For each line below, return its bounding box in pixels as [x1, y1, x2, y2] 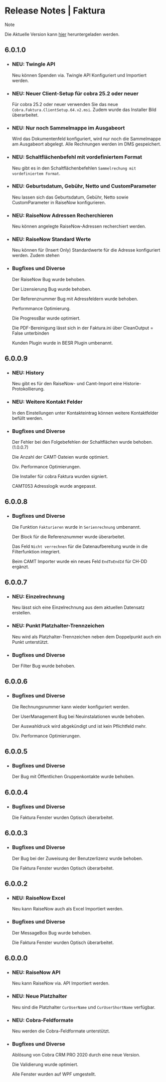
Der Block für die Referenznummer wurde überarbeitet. [11, 533, 126, 540]
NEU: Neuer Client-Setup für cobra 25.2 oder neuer [11, 90, 139, 97]
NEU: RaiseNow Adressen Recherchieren [11, 212, 113, 219]
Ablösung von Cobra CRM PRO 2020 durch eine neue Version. [11, 1052, 141, 1058]
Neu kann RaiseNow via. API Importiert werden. [11, 980, 110, 986]
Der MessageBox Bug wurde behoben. [11, 929, 92, 935]
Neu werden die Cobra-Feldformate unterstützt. [11, 1028, 110, 1034]
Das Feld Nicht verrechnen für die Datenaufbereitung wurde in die [11, 543, 148, 549]
